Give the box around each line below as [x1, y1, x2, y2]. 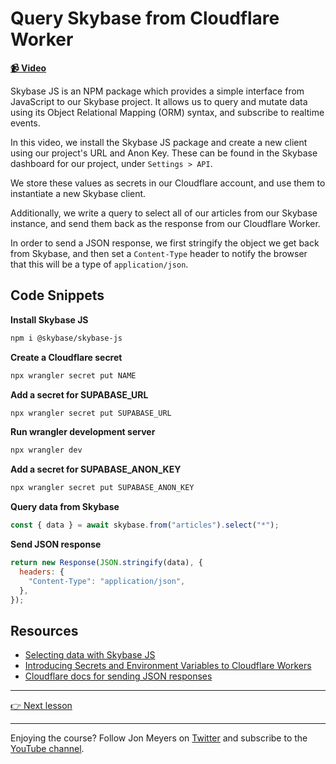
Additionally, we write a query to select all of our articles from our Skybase [10, 207, 318, 219]
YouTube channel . [10, 743, 85, 755]
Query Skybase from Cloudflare [10, 7, 280, 30]
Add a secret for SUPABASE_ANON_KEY [10, 463, 182, 476]
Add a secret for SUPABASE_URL [10, 388, 149, 401]
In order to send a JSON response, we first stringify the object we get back [10, 237, 320, 249]
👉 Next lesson [10, 700, 73, 712]
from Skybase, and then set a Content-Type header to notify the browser [10, 247, 308, 259]
